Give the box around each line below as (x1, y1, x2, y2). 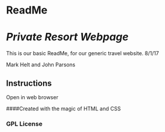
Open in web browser (6, 93, 59, 100)
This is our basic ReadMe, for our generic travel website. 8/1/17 (6, 50, 159, 57)
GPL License (6, 120, 43, 128)
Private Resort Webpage (6, 31, 129, 44)
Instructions (6, 78, 52, 88)
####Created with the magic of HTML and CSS (6, 105, 121, 112)
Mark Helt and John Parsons (6, 61, 75, 68)
